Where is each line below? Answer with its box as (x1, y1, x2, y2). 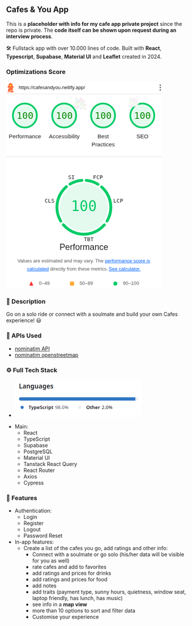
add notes (32, 582, 57, 590)
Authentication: (14, 507, 52, 514)
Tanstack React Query (23, 461, 78, 467)
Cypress (23, 479, 44, 486)
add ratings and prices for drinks (32, 570, 112, 577)
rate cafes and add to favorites (32, 564, 107, 571)
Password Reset (23, 532, 63, 540)
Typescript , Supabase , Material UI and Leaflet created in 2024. (6, 53, 162, 60)
